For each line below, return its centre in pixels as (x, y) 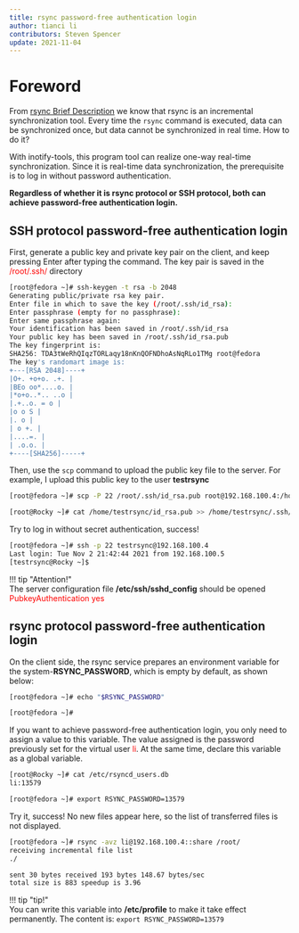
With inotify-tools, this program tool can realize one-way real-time (130, 157)
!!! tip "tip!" (29, 900)
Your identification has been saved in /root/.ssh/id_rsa (119, 329)
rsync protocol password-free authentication (137, 627)
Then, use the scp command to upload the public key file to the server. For (145, 470)
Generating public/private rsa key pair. (87, 295)
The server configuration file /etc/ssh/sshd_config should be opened (137, 589)
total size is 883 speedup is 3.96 (75, 883)
